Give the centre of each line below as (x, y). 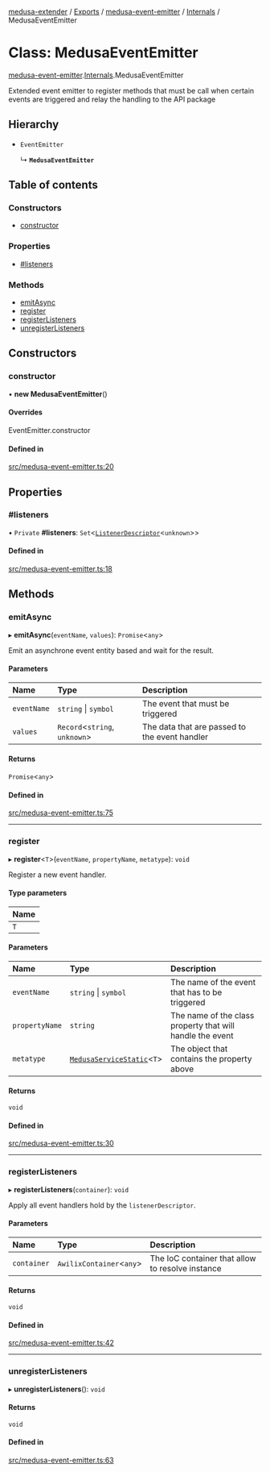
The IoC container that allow (203, 1258)
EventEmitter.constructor (49, 430)
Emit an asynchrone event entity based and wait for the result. (111, 650)
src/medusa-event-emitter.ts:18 (60, 569)
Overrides (25, 412)
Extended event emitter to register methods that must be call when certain (131, 90)
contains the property (211, 1059)
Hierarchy (34, 125)
